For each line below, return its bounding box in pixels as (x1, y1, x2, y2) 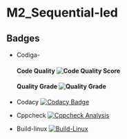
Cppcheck (16, 111, 46, 119)
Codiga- (16, 50, 41, 59)
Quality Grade (16, 82, 58, 91)
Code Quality (16, 66, 56, 75)
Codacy (16, 98, 39, 106)
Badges (6, 33, 40, 44)
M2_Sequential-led (6, 5, 118, 21)
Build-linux (16, 124, 48, 133)
